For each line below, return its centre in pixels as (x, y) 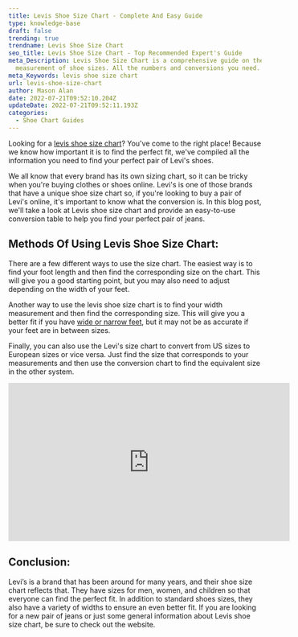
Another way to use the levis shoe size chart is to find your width (116, 304)
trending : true (34, 38)
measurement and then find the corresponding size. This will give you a (127, 313)
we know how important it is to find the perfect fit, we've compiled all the (129, 152)
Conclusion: (39, 563)
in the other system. (41, 372)
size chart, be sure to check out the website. (82, 624)
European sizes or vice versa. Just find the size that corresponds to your (129, 354)
